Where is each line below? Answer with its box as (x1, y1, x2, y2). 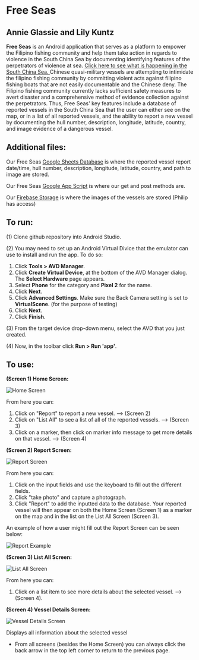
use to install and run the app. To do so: (6, 251, 103, 258)
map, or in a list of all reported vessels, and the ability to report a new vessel (6, 112, 193, 120)
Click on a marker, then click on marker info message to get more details (14, 429, 192, 436)
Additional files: (6, 142, 67, 152)
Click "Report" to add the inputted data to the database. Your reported (14, 500, 187, 507)
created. (6, 331, 27, 338)
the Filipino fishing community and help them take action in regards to (6, 49, 177, 56)
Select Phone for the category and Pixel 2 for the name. (14, 281, 153, 288)
